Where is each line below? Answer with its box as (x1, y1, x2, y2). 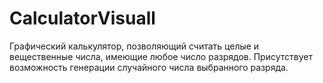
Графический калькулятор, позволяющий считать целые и (9, 40, 260, 52)
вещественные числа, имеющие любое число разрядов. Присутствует (9, 50, 313, 62)
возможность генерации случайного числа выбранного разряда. (9, 61, 289, 73)
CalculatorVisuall (9, 7, 156, 30)
